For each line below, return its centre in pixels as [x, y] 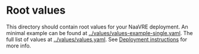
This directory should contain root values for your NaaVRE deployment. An [97, 27]
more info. [19, 46]
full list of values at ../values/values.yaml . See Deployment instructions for [97, 39]
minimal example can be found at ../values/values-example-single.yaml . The [99, 33]
